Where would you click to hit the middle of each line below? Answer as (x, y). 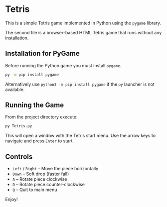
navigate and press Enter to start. (39, 141)
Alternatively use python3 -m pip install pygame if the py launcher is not (80, 84)
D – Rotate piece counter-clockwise (48, 185)
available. (15, 89)
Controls (19, 156)
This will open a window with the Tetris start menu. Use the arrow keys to (81, 136)
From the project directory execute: (42, 117)
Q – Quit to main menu (35, 190)
